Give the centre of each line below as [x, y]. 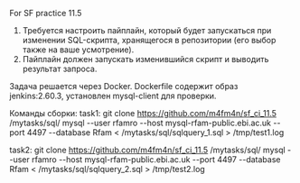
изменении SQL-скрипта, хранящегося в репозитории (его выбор [149, 40]
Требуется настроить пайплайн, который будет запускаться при [147, 30]
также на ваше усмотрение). [78, 50]
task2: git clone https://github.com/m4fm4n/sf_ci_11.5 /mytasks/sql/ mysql [148, 150]
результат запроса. [60, 69]
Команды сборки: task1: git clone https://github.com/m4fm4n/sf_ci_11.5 [143, 113]
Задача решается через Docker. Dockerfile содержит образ [124, 86]
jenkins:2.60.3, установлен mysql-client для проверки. [113, 96]
